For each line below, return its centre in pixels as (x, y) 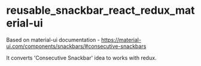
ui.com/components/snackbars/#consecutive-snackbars (76, 46)
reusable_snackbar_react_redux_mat (100, 10)
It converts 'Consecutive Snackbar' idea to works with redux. (81, 58)
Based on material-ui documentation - (53, 40)
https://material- (121, 40)
